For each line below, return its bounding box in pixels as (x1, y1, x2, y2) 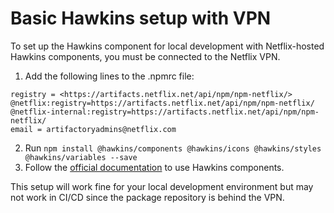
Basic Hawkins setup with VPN (10, 7, 272, 30)
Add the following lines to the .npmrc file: (24, 70, 195, 82)
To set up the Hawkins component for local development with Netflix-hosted (10, 40, 325, 52)
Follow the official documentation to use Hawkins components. (24, 161, 285, 173)
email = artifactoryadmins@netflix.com (10, 124, 177, 134)
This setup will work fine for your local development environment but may (10, 180, 314, 192)
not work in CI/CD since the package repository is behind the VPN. (10, 191, 285, 203)
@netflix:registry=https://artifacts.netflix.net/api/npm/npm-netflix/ (10, 98, 315, 108)
